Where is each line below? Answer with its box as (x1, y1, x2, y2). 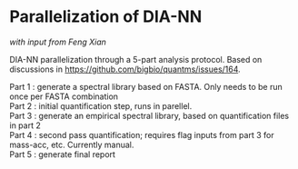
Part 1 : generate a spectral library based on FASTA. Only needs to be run (9, 81, 283, 92)
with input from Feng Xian (9, 36, 106, 47)
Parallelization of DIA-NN (9, 6, 203, 27)
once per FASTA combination (9, 91, 119, 102)
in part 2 (9, 120, 41, 131)
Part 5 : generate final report (9, 148, 116, 160)
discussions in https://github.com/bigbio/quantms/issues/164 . (9, 64, 241, 75)
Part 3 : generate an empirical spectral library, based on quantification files (9, 110, 290, 121)
